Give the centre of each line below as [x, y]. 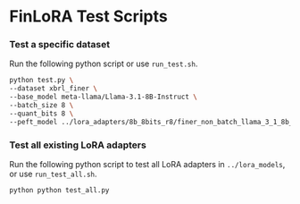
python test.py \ [42, 81]
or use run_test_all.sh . [53, 174]
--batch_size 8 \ [42, 106]
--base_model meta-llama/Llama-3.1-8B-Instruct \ [104, 97]
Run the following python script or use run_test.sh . [104, 64]
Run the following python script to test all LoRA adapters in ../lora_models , [147, 165]
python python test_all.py [59, 191]
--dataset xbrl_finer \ [54, 89]
